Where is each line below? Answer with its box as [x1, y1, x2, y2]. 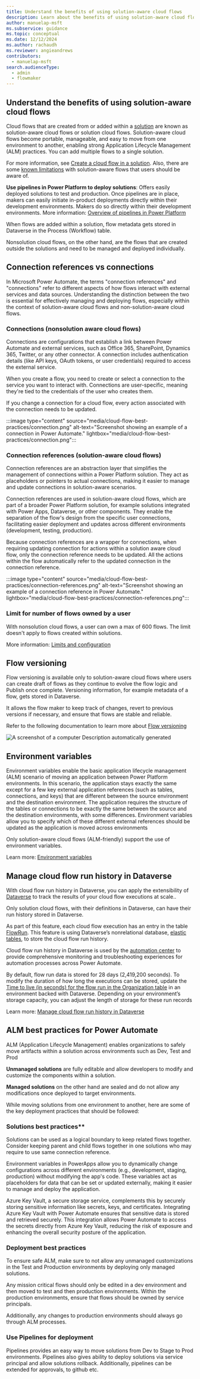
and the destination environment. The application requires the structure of [6, 799, 187, 806]
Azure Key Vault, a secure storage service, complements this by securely [6, 1197, 186, 1204]
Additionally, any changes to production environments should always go [6, 1312, 183, 1319]
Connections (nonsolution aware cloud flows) [6, 325, 141, 333]
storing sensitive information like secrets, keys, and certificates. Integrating [6, 1204, 190, 1211]
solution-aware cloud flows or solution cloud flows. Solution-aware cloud [6, 129, 186, 136]
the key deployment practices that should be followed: [6, 1107, 140, 1115]
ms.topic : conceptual [6, 31, 60, 37]
